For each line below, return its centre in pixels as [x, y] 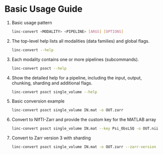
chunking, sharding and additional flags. [52, 83]
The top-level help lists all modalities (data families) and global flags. [81, 41]
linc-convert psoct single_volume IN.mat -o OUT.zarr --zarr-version [84, 147]
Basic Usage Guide [43, 9]
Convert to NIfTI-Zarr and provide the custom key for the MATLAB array [84, 120]
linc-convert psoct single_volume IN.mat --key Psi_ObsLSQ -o [76, 128]
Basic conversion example [38, 101]
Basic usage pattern [32, 23]
